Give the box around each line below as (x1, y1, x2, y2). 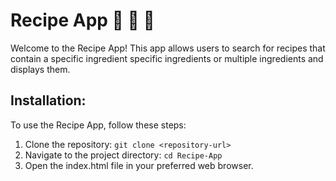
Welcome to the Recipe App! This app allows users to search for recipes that (10, 42, 326, 54)
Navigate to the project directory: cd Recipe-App (24, 149, 223, 161)
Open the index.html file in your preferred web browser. (24, 159, 254, 171)
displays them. (10, 63, 71, 75)
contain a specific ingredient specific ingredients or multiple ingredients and (10, 52, 324, 64)
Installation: (10, 92, 87, 109)
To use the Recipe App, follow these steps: (10, 119, 187, 131)
